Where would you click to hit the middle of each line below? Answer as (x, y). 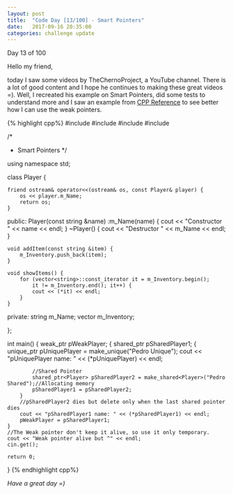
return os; (35, 202)
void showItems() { (35, 274)
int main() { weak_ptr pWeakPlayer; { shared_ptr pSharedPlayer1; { (102, 344)
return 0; (22, 457)
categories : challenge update (51, 33)
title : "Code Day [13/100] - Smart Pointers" (76, 20)
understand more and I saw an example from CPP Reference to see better (113, 103)
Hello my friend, (30, 66)
